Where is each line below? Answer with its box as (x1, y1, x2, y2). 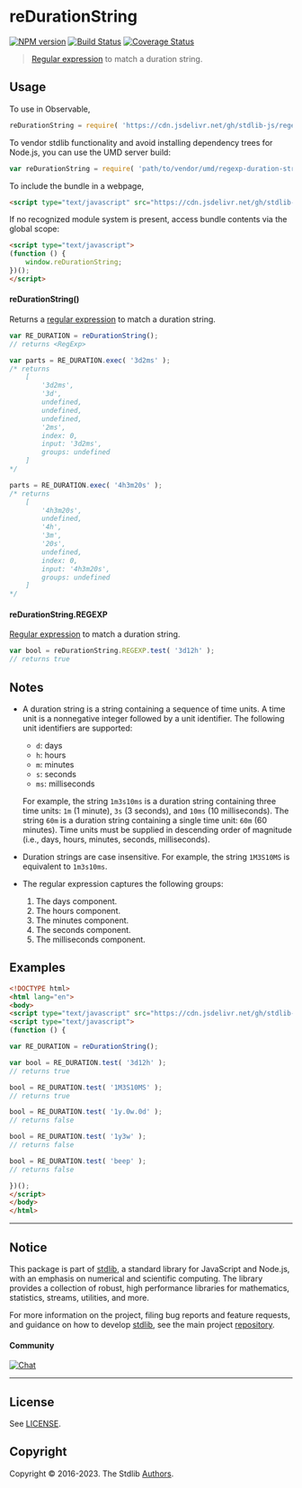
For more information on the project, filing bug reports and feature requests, (9, 1309, 290, 1320)
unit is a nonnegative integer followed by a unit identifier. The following (22, 713, 285, 723)
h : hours (35, 749, 67, 760)
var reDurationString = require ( (9, 164, 135, 173)
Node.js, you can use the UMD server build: (9, 147, 171, 157)
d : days (35, 740, 63, 750)
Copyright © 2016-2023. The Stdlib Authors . (9, 1468, 174, 1479)
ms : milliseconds (35, 778, 95, 789)
